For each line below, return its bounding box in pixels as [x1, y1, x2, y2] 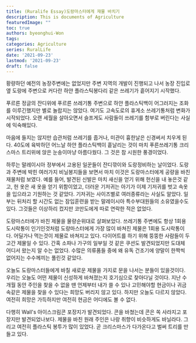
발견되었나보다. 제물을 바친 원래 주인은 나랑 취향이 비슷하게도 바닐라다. [21, 316, 183, 323]
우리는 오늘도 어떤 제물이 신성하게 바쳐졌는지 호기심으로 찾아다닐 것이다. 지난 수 [6, 274, 187, 281]
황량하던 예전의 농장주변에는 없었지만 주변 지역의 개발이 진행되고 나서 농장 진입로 [6, 80, 191, 87]
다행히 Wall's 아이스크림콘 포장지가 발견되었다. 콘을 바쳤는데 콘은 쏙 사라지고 [6, 308, 181, 315]
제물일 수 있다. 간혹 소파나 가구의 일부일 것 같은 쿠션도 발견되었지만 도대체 [16, 240, 185, 247]
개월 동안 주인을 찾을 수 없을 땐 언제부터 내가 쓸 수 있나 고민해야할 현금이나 [6, 281, 176, 288]
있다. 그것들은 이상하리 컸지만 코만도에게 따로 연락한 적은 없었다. [6, 205, 153, 212]
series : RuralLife [6, 47, 51, 53]
